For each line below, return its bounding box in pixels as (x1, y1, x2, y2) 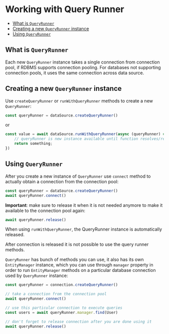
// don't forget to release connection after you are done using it (5, 319, 152, 324)
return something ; (14, 141, 53, 146)
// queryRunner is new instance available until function (14, 136, 138, 142)
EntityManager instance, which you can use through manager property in (5, 262, 153, 268)
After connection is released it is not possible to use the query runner (5, 241, 149, 248)
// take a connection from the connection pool (5, 292, 107, 297)
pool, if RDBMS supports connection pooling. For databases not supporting (5, 64, 161, 70)
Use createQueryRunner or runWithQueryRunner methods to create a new (5, 97, 153, 104)
